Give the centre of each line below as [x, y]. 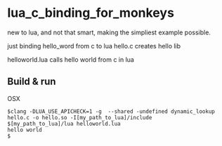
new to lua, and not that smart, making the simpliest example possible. [109, 32]
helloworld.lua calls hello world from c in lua [71, 59]
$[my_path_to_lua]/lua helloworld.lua [64, 124]
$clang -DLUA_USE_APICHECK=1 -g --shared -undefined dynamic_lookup [111, 111]
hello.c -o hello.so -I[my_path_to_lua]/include [80, 117]
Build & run [32, 82]
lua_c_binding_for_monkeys [91, 13]
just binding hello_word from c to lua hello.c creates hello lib [94, 46]
